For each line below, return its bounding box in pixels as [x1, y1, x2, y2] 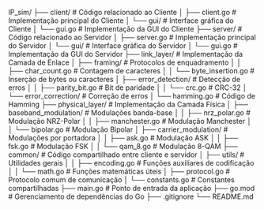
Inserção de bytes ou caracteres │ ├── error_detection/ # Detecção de [8, 75, 241, 84]
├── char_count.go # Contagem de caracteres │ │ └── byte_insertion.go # [8, 66, 255, 75]
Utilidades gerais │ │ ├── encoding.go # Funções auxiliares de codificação [8, 159, 255, 167]
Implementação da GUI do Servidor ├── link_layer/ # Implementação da [8, 50, 243, 58]
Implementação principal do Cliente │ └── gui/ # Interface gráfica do [8, 16, 235, 25]
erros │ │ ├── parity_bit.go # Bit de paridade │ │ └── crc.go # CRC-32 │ [8, 83, 247, 92]
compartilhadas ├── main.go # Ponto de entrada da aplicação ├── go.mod [8, 184, 255, 192]
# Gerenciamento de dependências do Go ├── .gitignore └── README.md [8, 192, 255, 201]
